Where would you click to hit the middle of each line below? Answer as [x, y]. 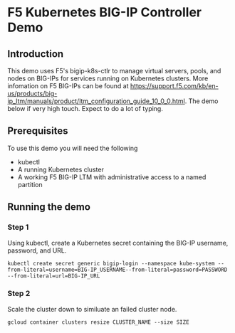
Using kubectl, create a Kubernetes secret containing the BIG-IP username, [118, 243]
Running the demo [49, 207]
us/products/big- [32, 94]
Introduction [36, 54]
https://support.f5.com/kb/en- [174, 86]
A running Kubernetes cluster [61, 169]
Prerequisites [38, 131]
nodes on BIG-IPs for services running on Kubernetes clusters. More [108, 78]
